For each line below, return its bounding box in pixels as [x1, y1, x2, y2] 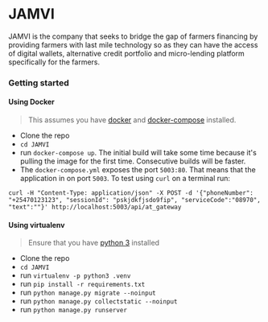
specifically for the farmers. [8, 57, 101, 67]
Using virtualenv [8, 220, 65, 229]
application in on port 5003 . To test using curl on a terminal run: [19, 174, 231, 184]
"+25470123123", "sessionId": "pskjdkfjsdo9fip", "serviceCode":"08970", [8, 196, 262, 204]
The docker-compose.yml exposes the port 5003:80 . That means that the [19, 165, 256, 175]
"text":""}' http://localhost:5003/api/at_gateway [8, 203, 182, 212]
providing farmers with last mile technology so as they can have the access [8, 39, 258, 49]
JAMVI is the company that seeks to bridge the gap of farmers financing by [8, 31, 258, 41]
